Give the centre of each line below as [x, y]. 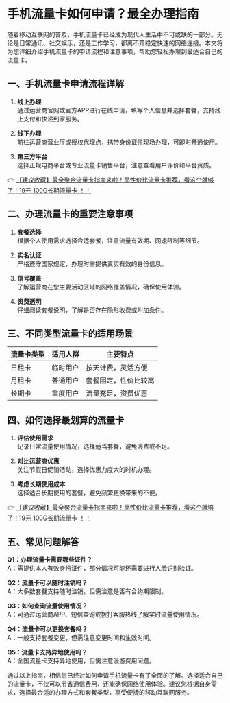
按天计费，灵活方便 [117, 368]
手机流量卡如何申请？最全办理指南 [103, 14]
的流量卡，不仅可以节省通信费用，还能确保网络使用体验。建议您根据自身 [109, 684]
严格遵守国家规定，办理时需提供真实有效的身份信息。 [92, 263]
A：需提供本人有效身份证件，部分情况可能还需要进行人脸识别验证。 [102, 568]
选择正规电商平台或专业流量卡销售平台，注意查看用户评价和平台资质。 [116, 165]
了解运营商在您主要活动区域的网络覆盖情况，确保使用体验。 [101, 287]
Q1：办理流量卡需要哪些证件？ [50, 559]
